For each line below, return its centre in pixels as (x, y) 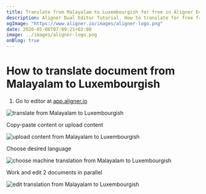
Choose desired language (39, 149)
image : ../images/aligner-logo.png (52, 35)
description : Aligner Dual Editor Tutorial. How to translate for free (100, 18)
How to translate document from (91, 71)
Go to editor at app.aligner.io (51, 101)
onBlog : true (23, 41)
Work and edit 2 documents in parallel (54, 172)
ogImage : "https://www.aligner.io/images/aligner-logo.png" (85, 23)
